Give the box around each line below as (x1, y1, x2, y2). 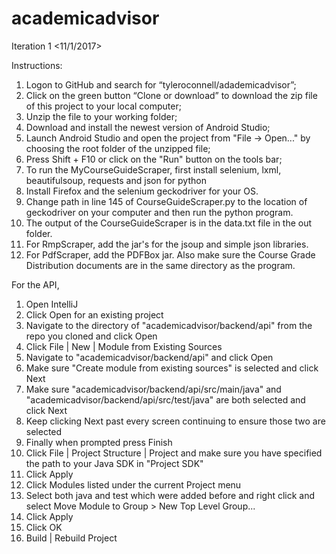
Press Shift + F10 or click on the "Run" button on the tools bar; (25, 153, 283, 165)
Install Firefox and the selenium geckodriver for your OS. (25, 185, 259, 197)
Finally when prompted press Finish (25, 436, 173, 448)
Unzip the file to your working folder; (25, 110, 178, 122)
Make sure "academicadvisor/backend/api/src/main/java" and (25, 383, 282, 395)
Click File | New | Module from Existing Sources (25, 340, 223, 352)
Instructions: (11, 59, 63, 71)
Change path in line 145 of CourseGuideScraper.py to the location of (25, 195, 308, 207)
